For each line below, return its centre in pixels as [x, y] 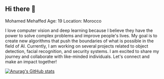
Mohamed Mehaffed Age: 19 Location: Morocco [53, 21]
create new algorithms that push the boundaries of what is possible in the [79, 41]
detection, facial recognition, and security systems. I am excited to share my [82, 51]
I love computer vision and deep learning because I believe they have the [79, 30]
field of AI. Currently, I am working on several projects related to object [77, 46]
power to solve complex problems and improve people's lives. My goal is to [81, 35]
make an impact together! [31, 61]
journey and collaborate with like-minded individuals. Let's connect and [77, 56]
